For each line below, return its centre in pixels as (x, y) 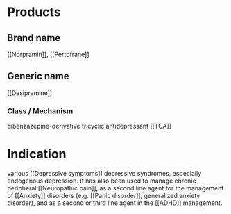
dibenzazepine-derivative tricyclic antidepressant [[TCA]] (89, 126)
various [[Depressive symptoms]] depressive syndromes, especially (104, 174)
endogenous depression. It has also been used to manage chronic (102, 181)
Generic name (38, 76)
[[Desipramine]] (30, 93)
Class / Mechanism (40, 110)
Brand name (34, 38)
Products (34, 12)
